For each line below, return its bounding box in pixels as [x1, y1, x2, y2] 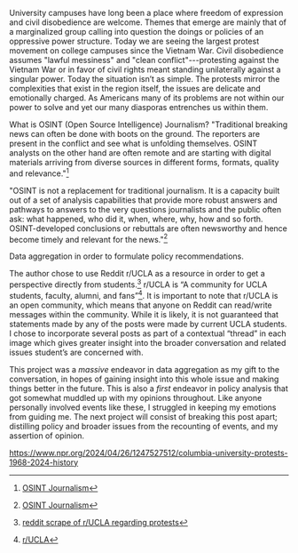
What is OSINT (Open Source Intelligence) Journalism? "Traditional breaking [9, 119, 288, 130]
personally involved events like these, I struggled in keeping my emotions [9, 402, 277, 413]
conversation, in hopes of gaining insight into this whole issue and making [9, 373, 279, 384]
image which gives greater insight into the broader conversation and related [9, 337, 286, 348]
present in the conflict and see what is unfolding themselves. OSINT [9, 138, 258, 148]
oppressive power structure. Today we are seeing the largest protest [9, 36, 260, 46]
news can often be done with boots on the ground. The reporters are [9, 129, 260, 139]
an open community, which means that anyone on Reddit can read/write [9, 300, 272, 310]
